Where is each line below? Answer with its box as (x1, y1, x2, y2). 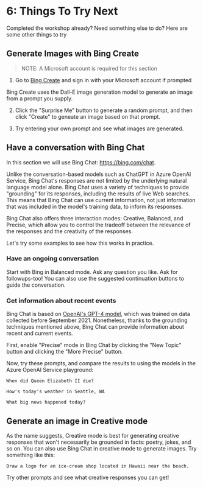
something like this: (6, 451, 55, 458)
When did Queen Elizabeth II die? (6, 378, 94, 384)
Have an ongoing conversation (6, 254, 99, 263)
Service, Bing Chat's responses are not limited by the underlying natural (6, 177, 187, 184)
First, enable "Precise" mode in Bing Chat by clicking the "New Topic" (6, 342, 182, 349)
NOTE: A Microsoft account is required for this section (21, 65, 157, 72)
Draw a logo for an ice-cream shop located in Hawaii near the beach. (6, 463, 190, 469)
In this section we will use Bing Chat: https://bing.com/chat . (6, 158, 156, 166)
